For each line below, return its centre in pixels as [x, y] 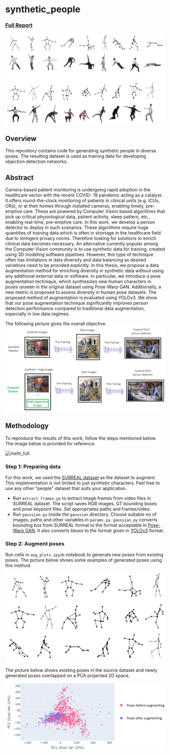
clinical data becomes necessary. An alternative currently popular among [82, 244]
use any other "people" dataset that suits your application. [66, 488]
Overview [21, 138]
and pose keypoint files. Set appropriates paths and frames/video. [82, 509]
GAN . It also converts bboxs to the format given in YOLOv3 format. [95, 530]
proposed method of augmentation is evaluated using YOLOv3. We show [81, 298]
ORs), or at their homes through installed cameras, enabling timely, [75, 206]
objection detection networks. [37, 161]
